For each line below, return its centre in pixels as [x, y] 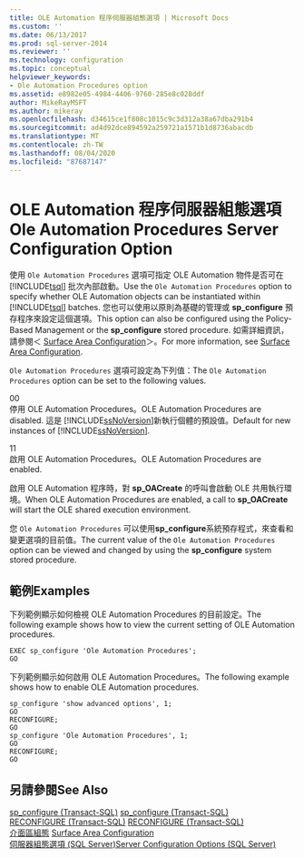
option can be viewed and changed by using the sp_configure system [141, 550]
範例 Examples [50, 591]
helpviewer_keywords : [50, 77]
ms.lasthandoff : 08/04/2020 [63, 153]
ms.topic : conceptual [50, 69]
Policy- [279, 318]
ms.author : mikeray [46, 111]
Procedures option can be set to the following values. [108, 381]
